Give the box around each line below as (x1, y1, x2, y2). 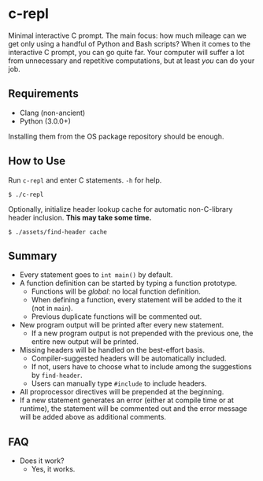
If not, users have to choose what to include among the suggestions (31, 362, 252, 372)
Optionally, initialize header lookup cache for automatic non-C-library (8, 204, 233, 213)
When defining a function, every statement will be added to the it (31, 295, 243, 305)
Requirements (8, 87, 79, 101)
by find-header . (31, 371, 83, 380)
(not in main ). (31, 304, 73, 313)
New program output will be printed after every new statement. (19, 320, 224, 330)
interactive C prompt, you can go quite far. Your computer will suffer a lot (8, 47, 245, 57)
